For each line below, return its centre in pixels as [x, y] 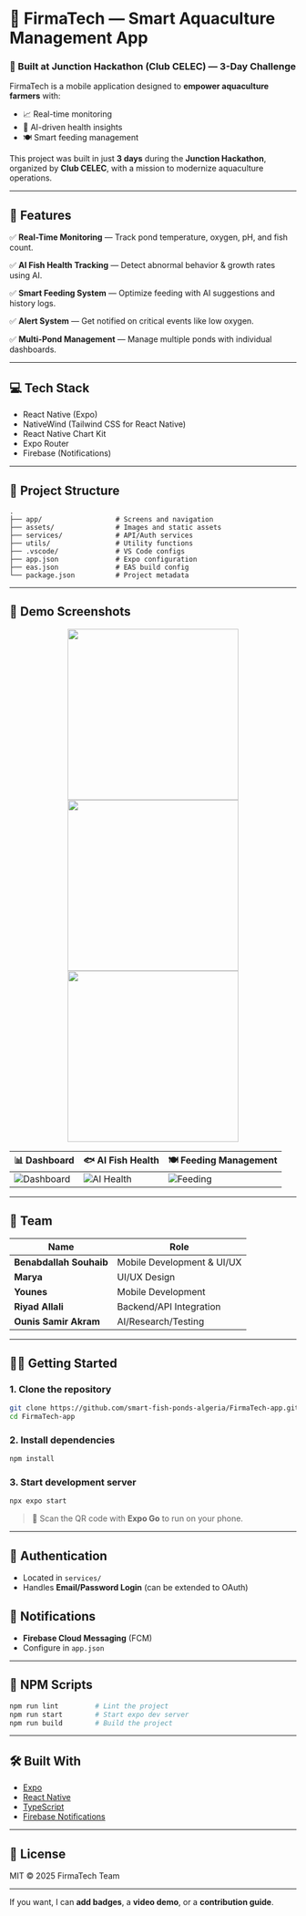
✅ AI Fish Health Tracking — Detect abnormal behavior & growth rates [143, 265]
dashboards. [33, 349]
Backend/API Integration [169, 1306]
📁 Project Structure [65, 490]
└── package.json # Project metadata [99, 575]
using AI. [26, 275]
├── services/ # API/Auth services [102, 535]
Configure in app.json [63, 1647]
